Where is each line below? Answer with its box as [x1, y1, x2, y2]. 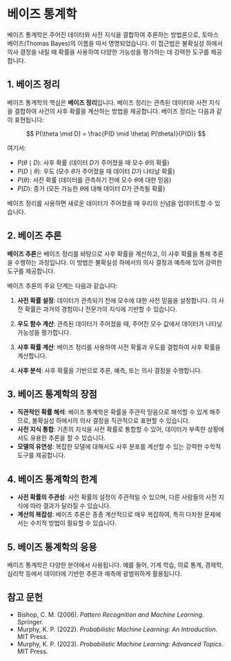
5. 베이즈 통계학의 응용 [7, 541, 97, 553]
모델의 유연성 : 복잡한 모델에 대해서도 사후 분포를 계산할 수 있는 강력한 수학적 [17, 443, 221, 451]
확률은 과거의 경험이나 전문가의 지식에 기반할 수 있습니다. [24, 305, 178, 313]
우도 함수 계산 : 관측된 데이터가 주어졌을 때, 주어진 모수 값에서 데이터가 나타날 [17, 319, 223, 328]
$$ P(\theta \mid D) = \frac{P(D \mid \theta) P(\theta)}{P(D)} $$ [26, 129, 206, 138]
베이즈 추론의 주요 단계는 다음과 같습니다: [7, 281, 118, 290]
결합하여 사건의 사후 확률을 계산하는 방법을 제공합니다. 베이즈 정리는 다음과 [14, 106, 215, 115]
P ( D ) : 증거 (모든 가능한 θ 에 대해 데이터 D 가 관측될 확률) [17, 184, 165, 192]
